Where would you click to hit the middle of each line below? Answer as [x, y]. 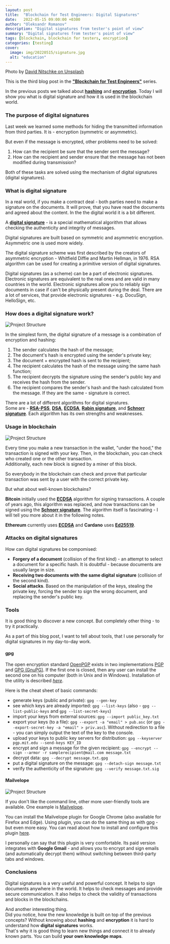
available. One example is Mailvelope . [45, 807]
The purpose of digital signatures [47, 115]
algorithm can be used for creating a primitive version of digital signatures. [83, 263]
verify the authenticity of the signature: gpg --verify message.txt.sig [86, 769]
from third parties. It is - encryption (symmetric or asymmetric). [72, 132]
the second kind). [31, 580]
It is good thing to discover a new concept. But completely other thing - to [82, 621]
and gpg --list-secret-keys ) [81, 711]
